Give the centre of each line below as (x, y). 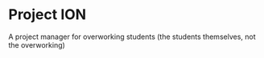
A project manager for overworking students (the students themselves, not (132, 37)
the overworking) (37, 44)
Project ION (47, 15)
